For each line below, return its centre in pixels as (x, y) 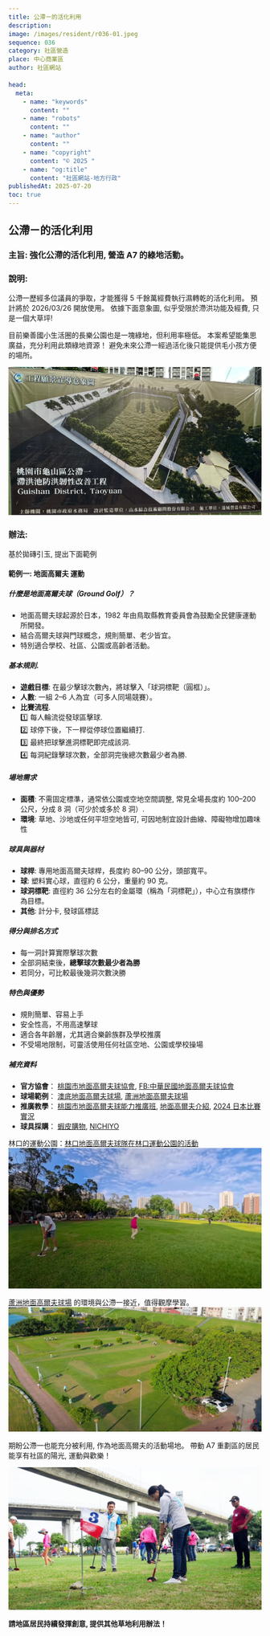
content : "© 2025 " (62, 161)
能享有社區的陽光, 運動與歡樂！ (59, 1456)
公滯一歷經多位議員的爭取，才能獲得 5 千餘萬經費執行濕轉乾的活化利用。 (129, 298)
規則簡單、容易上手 (52, 1014)
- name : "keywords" (55, 102)
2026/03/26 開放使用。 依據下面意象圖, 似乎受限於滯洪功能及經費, (141, 308)
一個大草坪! (34, 318)
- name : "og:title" (55, 169)
